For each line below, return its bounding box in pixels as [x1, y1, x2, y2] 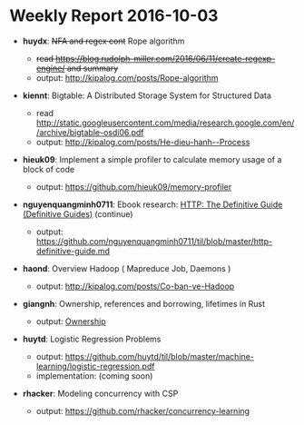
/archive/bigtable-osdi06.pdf [35, 126, 144, 137]
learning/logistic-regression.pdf [35, 361, 155, 371]
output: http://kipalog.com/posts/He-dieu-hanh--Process [35, 136, 250, 147]
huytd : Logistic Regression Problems [22, 333, 162, 344]
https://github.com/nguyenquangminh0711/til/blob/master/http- [35, 235, 273, 246]
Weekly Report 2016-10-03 [9, 5, 219, 26]
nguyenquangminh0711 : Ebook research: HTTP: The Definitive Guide [22, 199, 283, 210]
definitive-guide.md [35, 245, 111, 256]
